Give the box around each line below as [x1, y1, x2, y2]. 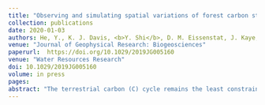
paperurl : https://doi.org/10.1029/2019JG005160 [8, 48, 175, 56]
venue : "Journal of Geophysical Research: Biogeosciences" [8, 41, 207, 49]
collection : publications [8, 19, 93, 27]
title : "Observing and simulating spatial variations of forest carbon [8, 11, 248, 20]
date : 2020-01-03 [8, 26, 65, 34]
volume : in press [8, 70, 65, 78]
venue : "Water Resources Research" [8, 56, 125, 64]
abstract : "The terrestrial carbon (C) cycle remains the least [8, 84, 224, 93]
